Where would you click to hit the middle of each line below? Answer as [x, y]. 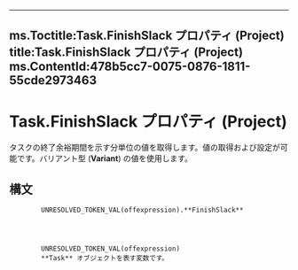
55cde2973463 [53, 81]
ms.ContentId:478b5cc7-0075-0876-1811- [130, 67]
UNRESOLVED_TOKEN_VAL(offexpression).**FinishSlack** [142, 210]
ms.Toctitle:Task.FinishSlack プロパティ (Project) [147, 36]
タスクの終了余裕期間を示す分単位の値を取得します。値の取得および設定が [145, 148]
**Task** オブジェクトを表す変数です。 [105, 258]
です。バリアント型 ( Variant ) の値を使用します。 [105, 158]
